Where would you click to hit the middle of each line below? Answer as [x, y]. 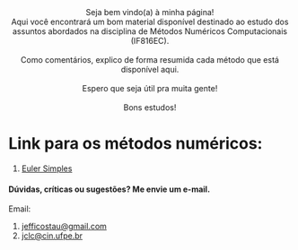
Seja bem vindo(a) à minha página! [150, 12]
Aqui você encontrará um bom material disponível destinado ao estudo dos [150, 22]
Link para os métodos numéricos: [136, 144]
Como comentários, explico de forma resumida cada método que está [150, 60]
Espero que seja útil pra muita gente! [150, 88]
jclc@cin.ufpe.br [52, 236]
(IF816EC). [150, 41]
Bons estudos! [150, 108]
